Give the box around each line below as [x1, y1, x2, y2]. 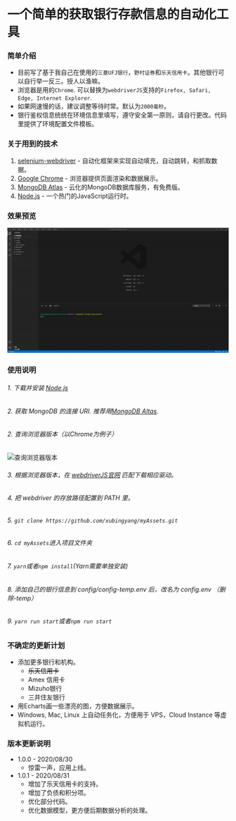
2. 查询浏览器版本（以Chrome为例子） [7, 430, 118, 439]
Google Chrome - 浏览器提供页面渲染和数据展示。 [17, 174, 162, 182]
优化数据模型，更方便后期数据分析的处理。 [27, 806, 152, 815]
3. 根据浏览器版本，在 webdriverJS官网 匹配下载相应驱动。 [7, 470, 178, 479]
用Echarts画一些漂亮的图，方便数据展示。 [17, 702, 138, 710]
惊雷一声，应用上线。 [27, 763, 90, 772]
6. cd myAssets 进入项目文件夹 [7, 539, 93, 547]
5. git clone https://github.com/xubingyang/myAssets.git [7, 515, 178, 525]
